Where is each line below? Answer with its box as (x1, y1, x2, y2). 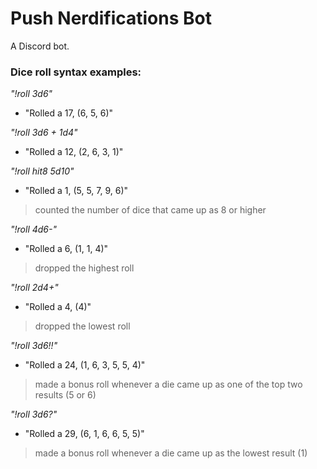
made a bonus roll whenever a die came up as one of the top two (34, 378, 303, 391)
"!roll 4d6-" (10, 223, 57, 236)
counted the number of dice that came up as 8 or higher (34, 204, 267, 216)
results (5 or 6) (34, 389, 97, 401)
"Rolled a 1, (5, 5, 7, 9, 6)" (24, 185, 129, 197)
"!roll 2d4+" (10, 282, 59, 294)
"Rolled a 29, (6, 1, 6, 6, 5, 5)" (24, 428, 145, 440)
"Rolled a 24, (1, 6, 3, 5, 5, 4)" (24, 359, 146, 371)
